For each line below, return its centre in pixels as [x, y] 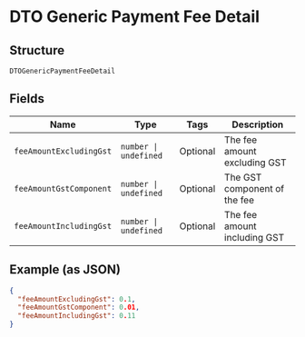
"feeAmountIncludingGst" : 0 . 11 [77, 316]
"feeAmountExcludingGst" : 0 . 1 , [77, 299]
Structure [37, 50]
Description [258, 124]
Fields [27, 99]
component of [254, 188]
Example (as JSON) [65, 270]
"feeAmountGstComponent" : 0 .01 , [79, 307]
